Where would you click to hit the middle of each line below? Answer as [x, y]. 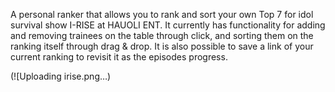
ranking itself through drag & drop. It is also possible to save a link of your [162, 46]
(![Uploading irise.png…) [61, 76]
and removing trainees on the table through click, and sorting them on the [162, 35]
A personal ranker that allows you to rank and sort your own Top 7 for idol [162, 14]
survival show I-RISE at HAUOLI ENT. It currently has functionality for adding [168, 25]
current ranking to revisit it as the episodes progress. [119, 57]
